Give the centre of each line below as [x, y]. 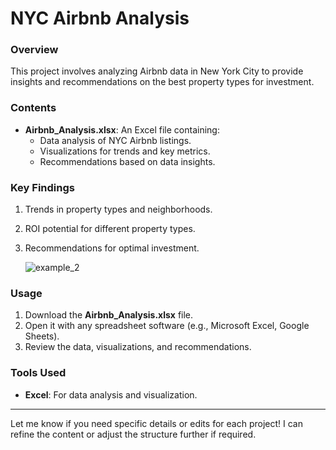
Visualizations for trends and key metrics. [125, 151]
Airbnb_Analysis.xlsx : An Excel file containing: [122, 129]
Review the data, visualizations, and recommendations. [138, 347]
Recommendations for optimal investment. [112, 248]
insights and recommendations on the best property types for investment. [162, 82]
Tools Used [38, 373]
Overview [34, 50]
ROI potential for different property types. [110, 229]
